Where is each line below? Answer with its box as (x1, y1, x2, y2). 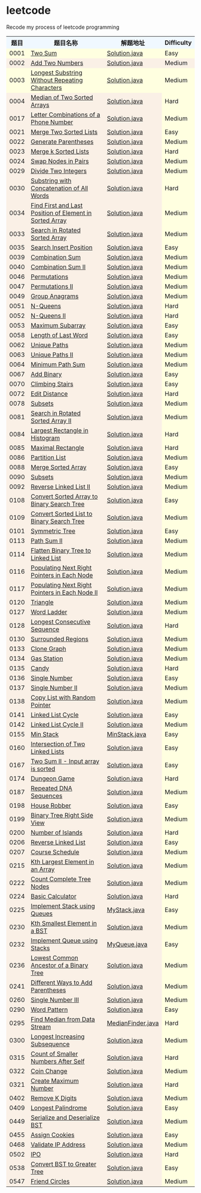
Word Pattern (31, 1005, 68, 1014)
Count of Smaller (31, 1050, 78, 1058)
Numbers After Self (31, 1057, 85, 1065)
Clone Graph (31, 645, 66, 653)
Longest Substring (31, 68, 83, 77)
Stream (31, 1023, 51, 1031)
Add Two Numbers (31, 58, 84, 67)
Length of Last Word (31, 331, 89, 339)
